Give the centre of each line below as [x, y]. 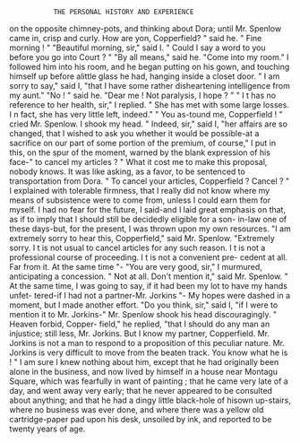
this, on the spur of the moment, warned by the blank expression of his [140, 152]
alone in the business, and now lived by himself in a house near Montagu [144, 372]
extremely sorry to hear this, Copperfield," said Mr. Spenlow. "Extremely [142, 238]
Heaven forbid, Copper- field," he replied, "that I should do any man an [140, 324]
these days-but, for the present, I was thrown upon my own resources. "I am [150, 229]
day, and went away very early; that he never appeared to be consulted [141, 391]
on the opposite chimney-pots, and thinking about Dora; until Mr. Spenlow [146, 29]
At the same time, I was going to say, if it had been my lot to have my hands [149, 286]
